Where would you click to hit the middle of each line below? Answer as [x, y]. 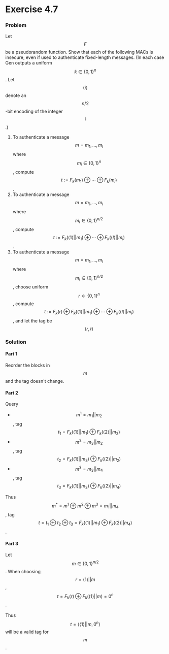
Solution [16, 342]
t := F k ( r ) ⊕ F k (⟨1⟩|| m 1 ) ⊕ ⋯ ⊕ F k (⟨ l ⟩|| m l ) [89, 312]
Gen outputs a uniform [29, 63]
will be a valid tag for [27, 632]
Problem [16, 25]
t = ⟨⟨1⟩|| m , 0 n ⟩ [85, 624]
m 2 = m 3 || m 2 [89, 442]
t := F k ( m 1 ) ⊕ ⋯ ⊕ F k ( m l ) [89, 181]
